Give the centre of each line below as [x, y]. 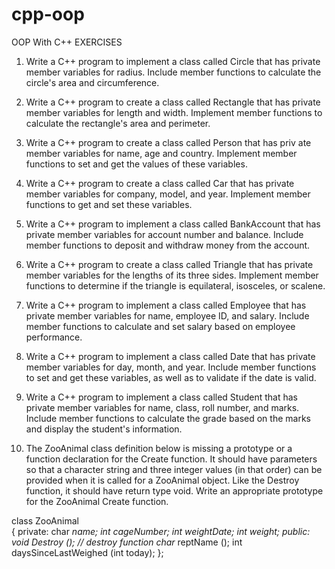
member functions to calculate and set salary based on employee [160, 326]
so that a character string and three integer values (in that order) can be [174, 469]
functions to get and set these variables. [109, 204]
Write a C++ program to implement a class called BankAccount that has [173, 224]
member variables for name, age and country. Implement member [161, 153]
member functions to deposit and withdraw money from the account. [168, 245]
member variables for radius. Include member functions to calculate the [173, 72]
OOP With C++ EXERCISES [67, 42]
